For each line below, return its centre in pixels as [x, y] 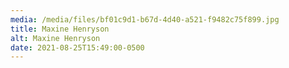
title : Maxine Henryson [60, 29]
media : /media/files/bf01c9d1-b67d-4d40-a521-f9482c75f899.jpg [145, 19]
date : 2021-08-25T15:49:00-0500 [77, 47]
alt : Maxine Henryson [55, 38]
